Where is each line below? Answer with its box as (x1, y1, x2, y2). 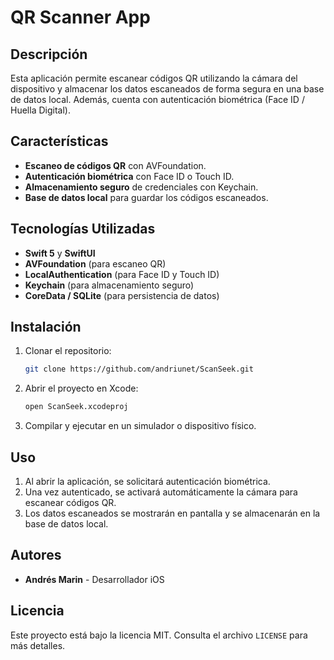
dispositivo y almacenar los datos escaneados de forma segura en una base (10, 83, 325, 95)
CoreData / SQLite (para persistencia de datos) (24, 289, 220, 301)
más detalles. (10, 639, 66, 651)
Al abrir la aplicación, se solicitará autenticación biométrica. (24, 476, 271, 487)
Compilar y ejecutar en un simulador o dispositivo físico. (24, 420, 257, 432)
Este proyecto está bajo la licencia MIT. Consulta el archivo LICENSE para (10, 629, 308, 641)
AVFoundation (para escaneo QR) (24, 257, 167, 270)
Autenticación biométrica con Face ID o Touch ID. (24, 170, 235, 182)
